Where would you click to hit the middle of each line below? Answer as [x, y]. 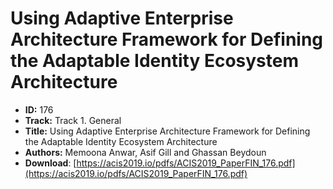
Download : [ [50, 163]
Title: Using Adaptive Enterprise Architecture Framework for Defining [167, 131]
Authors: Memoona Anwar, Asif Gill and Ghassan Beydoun [145, 152]
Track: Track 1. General [73, 120]
